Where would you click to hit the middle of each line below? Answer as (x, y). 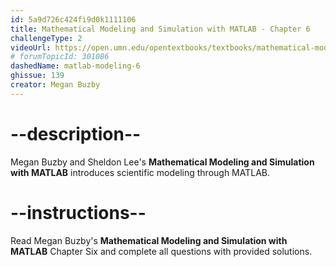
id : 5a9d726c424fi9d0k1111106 (73, 19)
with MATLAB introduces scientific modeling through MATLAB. (140, 172)
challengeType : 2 (46, 38)
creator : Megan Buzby (55, 85)
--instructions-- (78, 212)
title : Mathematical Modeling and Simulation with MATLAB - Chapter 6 (160, 29)
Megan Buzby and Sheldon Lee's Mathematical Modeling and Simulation (162, 162)
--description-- (76, 133)
